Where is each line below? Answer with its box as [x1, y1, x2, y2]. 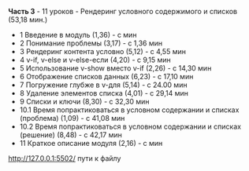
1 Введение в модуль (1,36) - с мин [19, 31, 137, 39]
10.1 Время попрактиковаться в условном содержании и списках [19, 105, 240, 115]
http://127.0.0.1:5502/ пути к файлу [8, 154, 121, 163]
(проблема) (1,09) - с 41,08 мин [19, 114, 125, 122]
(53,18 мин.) [8, 15, 48, 24]
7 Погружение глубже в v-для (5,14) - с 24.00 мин [19, 80, 188, 89]
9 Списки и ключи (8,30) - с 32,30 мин [19, 97, 150, 106]
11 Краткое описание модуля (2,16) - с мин [19, 139, 163, 147]
